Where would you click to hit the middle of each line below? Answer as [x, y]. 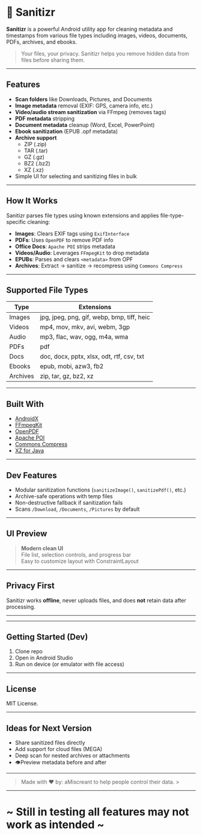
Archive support [36, 138]
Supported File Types [47, 290]
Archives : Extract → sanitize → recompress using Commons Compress [99, 266]
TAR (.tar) [36, 150]
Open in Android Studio [44, 658]
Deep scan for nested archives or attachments [72, 756]
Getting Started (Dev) [47, 637]
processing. [21, 607]
